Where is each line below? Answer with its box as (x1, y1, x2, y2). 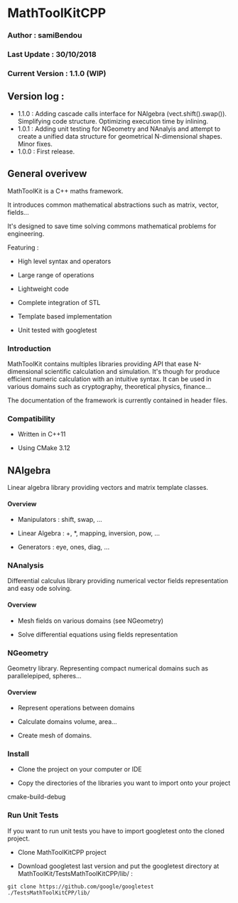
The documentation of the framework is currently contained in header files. (7, 396, 227, 405)
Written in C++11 (17, 430, 66, 439)
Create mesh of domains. (17, 731, 92, 740)
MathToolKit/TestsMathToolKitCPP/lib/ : (17, 869, 133, 877)
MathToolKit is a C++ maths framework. (7, 186, 124, 195)
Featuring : (7, 243, 39, 252)
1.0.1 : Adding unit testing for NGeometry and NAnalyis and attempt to (17, 124, 221, 133)
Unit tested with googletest (17, 326, 97, 334)
